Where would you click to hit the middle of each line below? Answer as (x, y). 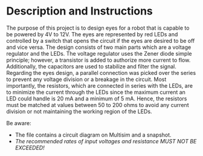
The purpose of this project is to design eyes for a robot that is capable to (98, 28)
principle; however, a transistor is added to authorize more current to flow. (98, 60)
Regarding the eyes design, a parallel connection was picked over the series (101, 73)
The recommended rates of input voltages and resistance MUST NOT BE (106, 141)
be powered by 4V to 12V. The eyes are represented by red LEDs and (92, 34)
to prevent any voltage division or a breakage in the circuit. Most (86, 79)
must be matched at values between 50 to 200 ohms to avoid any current (98, 105)
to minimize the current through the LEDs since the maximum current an (96, 92)
